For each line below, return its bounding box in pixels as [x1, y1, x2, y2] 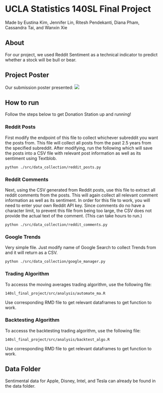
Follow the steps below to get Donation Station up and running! [5, 111, 131, 117]
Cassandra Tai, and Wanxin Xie [5, 24, 68, 30]
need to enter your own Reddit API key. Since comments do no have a [5, 202, 145, 208]
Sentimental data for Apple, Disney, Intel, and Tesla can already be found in [5, 378, 156, 384]
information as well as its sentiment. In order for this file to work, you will [5, 197, 150, 203]
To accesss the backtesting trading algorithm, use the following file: [5, 327, 141, 334]
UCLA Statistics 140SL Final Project [5, 3, 151, 15]
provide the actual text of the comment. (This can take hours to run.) [5, 213, 143, 218]
